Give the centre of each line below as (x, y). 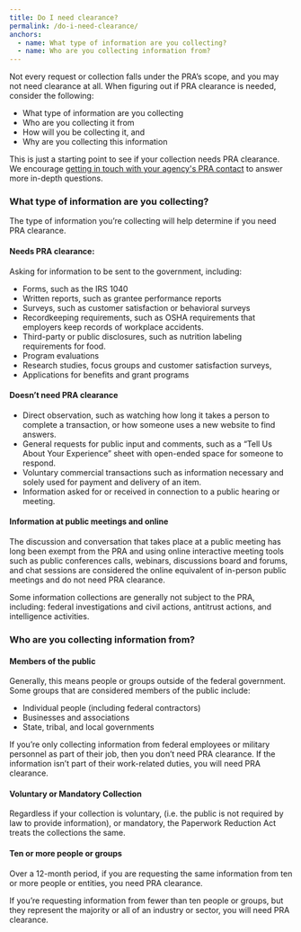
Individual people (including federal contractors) (111, 708)
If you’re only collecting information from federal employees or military (140, 745)
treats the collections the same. (67, 833)
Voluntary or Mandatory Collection (75, 794)
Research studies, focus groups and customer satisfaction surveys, (147, 365)
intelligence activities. (49, 617)
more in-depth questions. (56, 178)
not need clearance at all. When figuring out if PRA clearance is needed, (143, 86)
